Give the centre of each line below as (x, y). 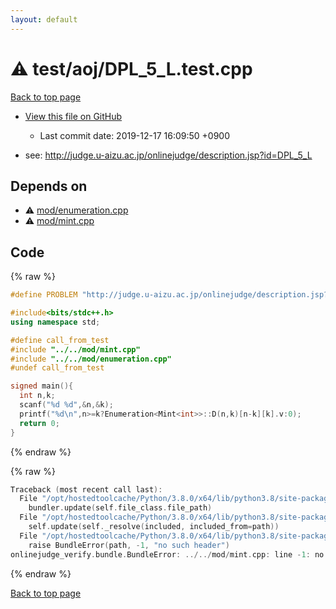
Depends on (49, 186)
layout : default (44, 19)
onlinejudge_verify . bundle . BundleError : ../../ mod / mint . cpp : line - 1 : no (167, 554)
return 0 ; (39, 423)
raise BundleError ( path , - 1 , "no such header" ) (129, 545)
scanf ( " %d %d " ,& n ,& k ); (66, 405)
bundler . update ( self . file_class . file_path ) (120, 508)
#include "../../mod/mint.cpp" (75, 349)
